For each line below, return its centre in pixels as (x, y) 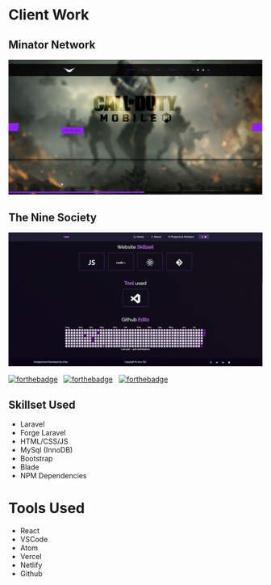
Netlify (31, 565)
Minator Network (52, 45)
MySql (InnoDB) (46, 450)
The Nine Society (52, 217)
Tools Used (47, 509)
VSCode (34, 540)
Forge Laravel (43, 433)
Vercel (31, 557)
